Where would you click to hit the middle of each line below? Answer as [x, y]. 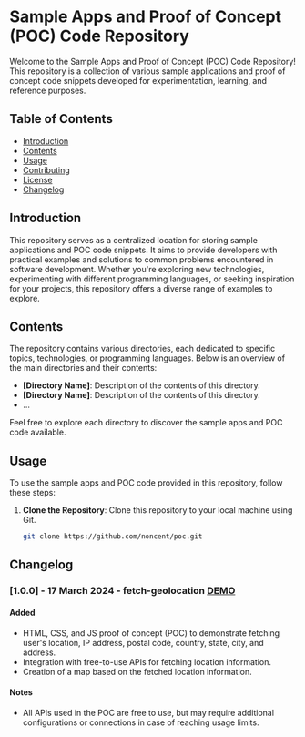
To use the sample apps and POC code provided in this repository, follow [146, 483]
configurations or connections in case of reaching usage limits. [141, 722]
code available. [38, 432]
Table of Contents [61, 119]
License [37, 179]
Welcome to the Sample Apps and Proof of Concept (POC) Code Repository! [152, 61]
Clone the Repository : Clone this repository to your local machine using [158, 510]
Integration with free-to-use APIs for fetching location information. [147, 661]
